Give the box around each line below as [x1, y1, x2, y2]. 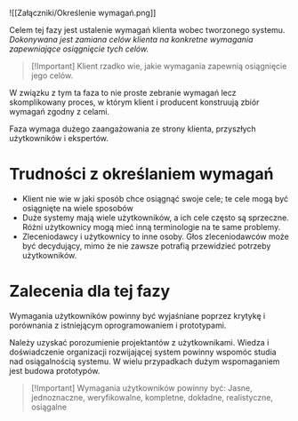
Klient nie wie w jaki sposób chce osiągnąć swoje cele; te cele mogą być [21, 193, 289, 203]
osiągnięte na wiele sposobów [21, 203, 133, 213]
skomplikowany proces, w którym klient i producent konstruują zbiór [9, 97, 260, 107]
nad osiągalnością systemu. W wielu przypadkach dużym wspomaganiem [9, 355, 280, 367]
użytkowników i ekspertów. [9, 133, 109, 143]
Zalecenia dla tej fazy [9, 282, 171, 301]
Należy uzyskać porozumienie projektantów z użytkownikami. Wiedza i [9, 337, 270, 347]
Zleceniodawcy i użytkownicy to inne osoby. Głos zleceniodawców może [21, 231, 289, 242]
